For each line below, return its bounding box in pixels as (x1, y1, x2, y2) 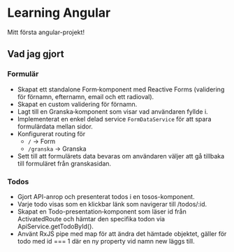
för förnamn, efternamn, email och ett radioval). (17, 92, 154, 101)
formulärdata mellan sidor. (17, 122, 93, 131)
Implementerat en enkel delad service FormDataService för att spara (17, 114, 212, 123)
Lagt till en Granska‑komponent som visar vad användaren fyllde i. (17, 107, 208, 116)
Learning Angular (7, 5, 111, 21)
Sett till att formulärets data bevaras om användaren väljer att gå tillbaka (17, 151, 225, 160)
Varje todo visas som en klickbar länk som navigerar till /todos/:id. (17, 200, 207, 208)
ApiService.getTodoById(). (17, 222, 94, 230)
